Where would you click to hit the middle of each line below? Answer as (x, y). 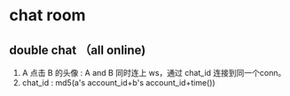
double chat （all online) (78, 50)
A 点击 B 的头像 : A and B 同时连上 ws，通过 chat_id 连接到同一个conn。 (154, 73)
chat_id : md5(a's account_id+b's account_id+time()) (118, 83)
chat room (47, 15)
